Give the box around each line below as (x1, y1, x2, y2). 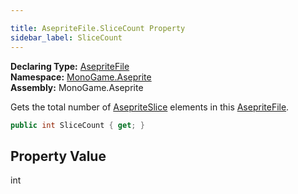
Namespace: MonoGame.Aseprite (10, 71, 152, 83)
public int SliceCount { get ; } (10, 120, 145, 130)
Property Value (10, 147, 107, 165)
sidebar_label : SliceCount (10, 32, 123, 43)
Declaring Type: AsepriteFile (10, 60, 130, 72)
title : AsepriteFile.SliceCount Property (10, 23, 186, 33)
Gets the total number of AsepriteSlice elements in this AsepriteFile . (10, 101, 290, 113)
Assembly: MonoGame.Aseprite (10, 81, 144, 93)
